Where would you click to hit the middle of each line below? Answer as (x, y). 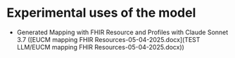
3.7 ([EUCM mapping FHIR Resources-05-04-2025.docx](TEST (108, 39)
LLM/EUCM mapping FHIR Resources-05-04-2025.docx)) (100, 47)
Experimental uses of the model (101, 13)
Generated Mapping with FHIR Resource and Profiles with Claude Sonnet (122, 32)
